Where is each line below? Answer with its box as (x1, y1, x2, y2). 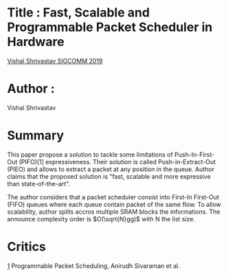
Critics (7, 239, 46, 254)
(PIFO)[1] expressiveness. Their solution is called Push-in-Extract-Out (19, 157, 216, 166)
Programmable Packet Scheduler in (7, 19, 213, 35)
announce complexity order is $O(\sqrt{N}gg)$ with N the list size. (7, 214, 196, 223)
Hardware (7, 34, 65, 49)
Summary (7, 128, 64, 144)
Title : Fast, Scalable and (7, 5, 150, 21)
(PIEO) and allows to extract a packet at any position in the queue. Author (7, 165, 215, 173)
